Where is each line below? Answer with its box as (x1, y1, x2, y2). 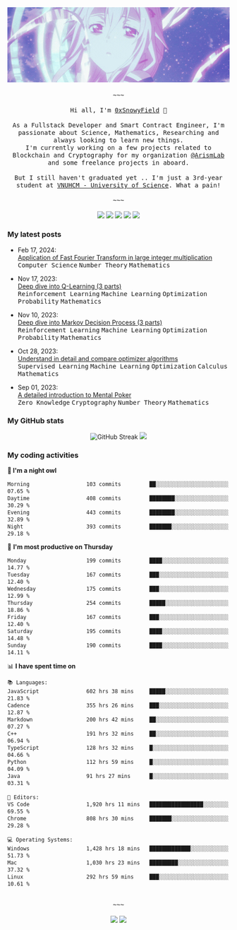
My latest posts (7, 230, 62, 240)
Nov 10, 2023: (17, 310, 59, 319)
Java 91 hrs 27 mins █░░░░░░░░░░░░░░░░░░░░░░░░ (7, 773, 229, 780)
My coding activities (7, 450, 79, 460)
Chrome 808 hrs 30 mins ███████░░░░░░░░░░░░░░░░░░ (7, 816, 229, 823)
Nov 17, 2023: (17, 274, 58, 283)
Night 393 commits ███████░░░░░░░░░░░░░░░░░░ (7, 523, 229, 531)
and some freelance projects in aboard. (47, 159, 190, 167)
